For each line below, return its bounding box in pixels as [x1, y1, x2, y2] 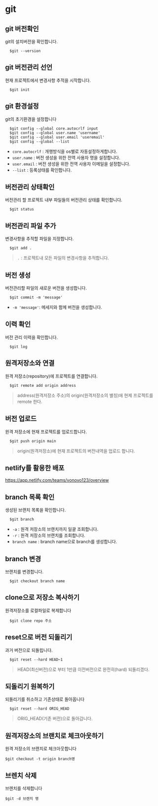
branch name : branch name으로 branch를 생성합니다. [12, 539, 118, 545]
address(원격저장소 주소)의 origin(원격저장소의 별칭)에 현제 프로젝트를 [17, 392, 154, 398]
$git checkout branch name [9, 579, 65, 584]
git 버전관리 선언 [5, 63, 53, 72]
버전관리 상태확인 [5, 183, 55, 192]
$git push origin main [9, 439, 56, 443]
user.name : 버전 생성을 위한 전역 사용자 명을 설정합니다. [12, 154, 120, 160]
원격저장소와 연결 [5, 359, 55, 367]
